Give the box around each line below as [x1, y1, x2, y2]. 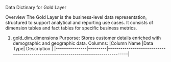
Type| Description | [12, 46, 54, 51]
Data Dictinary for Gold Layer [5, 5, 67, 10]
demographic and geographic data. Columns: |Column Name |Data [12, 40, 154, 46]
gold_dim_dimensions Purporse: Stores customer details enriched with [12, 35, 161, 41]
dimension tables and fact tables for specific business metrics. [5, 25, 137, 31]
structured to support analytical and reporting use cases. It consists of [5, 20, 154, 25]
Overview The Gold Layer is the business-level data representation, [5, 14, 147, 20]
